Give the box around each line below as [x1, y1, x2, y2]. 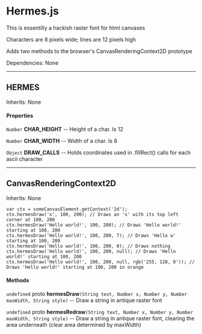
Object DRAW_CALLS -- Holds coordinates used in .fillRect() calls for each [6, 149, 191, 156]
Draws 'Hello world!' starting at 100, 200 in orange [6, 264, 144, 270]
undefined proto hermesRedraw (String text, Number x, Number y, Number [6, 308, 194, 315]
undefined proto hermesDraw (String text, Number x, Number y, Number [6, 290, 188, 297]
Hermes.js [6, 4, 59, 18]
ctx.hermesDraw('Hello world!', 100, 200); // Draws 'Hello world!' [6, 222, 182, 228]
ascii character [6, 155, 43, 162]
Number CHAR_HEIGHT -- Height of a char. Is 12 [6, 125, 123, 133]
